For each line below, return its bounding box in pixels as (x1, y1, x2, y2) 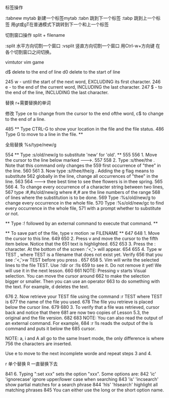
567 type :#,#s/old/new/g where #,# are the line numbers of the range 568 (5, 189, 160, 195)
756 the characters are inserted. (5, 341, 72, 347)
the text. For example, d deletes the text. (5, 284, 89, 290)
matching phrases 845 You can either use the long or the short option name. (5, 387, 164, 393)
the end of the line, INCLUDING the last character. (5, 90, 109, 95)
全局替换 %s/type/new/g (5, 142, 57, 148)
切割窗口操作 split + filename (5, 32, 66, 38)
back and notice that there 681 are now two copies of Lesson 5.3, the (5, 309, 149, 315)
